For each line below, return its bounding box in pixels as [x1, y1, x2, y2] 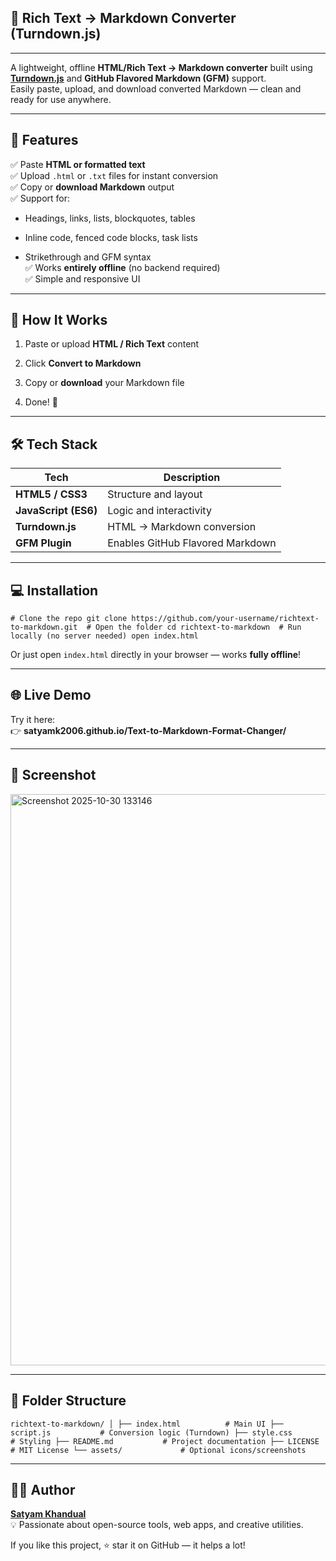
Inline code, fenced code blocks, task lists [24, 231, 198, 243]
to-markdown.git [10, 622, 78, 633]
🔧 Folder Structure [10, 1392, 127, 1410]
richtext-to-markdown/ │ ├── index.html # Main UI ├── [10, 1419, 284, 1429]
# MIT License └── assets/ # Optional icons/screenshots [10, 1445, 307, 1455]
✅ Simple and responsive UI [24, 272, 141, 285]
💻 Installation [10, 582, 99, 599]
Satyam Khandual [10, 1508, 87, 1520]
